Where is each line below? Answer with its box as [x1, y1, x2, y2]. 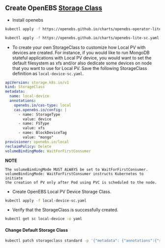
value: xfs [23, 125, 45, 131]
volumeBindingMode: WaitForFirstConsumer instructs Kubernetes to [5, 171, 144, 176]
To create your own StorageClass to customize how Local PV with [12, 44, 146, 50]
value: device [23, 117, 52, 122]
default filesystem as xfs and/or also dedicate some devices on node [12, 60, 152, 66]
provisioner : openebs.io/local [5, 139, 69, 144]
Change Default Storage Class [5, 227, 68, 233]
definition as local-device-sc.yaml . [12, 70, 84, 76]
